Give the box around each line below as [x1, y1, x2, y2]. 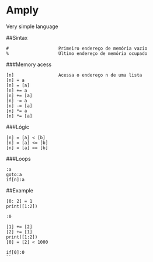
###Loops [6, 155, 31, 162]
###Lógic [6, 123, 29, 130]
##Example [6, 187, 34, 194]
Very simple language [6, 23, 58, 30]
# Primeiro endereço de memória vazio [6, 45, 148, 51]
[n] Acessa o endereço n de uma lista [6, 72, 142, 78]
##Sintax [6, 34, 28, 41]
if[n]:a [6, 177, 25, 182]
